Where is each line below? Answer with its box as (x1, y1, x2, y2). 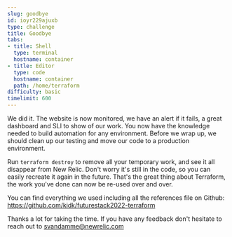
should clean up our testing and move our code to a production (7, 137, 190, 144)
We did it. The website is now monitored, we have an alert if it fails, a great (7, 114, 222, 123)
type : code (13, 69, 46, 76)
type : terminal (13, 50, 58, 57)
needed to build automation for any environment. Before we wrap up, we (7, 129, 217, 137)
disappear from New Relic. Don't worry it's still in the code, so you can (7, 165, 211, 173)
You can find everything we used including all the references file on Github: (7, 194, 225, 202)
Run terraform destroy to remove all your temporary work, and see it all (7, 158, 215, 165)
